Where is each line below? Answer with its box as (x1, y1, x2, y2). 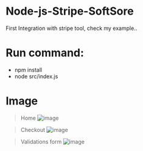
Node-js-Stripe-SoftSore (5, 4, 134, 18)
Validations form (20, 138, 62, 145)
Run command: (5, 46, 85, 60)
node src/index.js (14, 72, 58, 80)
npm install (14, 66, 43, 73)
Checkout (20, 126, 46, 133)
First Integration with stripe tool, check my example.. (5, 24, 138, 32)
